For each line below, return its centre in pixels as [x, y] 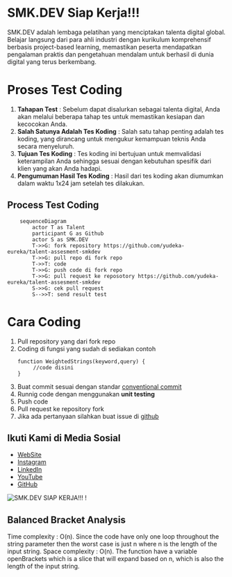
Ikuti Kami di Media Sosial [64, 438]
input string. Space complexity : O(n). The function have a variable [102, 551]
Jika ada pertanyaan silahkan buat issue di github [88, 416]
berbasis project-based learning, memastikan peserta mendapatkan [105, 47]
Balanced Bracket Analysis [67, 520]
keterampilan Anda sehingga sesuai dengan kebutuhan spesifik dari [114, 161]
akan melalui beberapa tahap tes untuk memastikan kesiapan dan [111, 116]
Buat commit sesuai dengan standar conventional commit [99, 386]
